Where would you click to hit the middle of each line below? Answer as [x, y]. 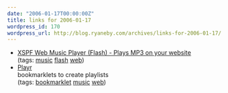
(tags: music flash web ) [51, 60]
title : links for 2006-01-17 [49, 20]
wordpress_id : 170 [34, 26]
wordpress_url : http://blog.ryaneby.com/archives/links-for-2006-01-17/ [114, 33]
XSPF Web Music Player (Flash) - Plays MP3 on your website [104, 53]
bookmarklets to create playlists [63, 75]
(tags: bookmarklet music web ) [61, 82]
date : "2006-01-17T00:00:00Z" [51, 14]
